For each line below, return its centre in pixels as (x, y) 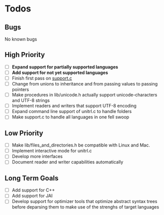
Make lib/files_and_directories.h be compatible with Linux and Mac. (81, 145)
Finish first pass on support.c (42, 78)
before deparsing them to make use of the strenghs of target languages (85, 207)
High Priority (25, 55)
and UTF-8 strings (31, 100)
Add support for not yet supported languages (60, 72)
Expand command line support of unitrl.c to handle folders (72, 111)
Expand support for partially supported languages (65, 67)
